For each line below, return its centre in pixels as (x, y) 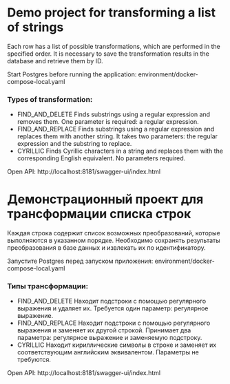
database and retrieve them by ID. (55, 61)
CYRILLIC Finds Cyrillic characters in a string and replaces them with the (120, 151)
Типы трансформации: (48, 286)
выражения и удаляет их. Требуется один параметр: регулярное (113, 308)
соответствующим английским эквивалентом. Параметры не (108, 352)
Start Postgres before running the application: (72, 74)
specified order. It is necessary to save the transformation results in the (108, 54)
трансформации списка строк (99, 214)
